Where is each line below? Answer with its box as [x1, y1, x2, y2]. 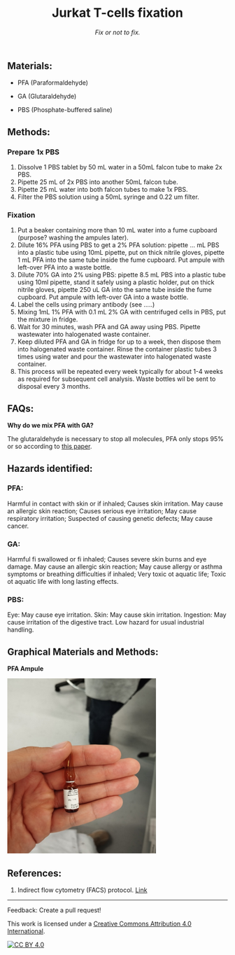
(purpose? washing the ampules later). [17, 233, 129, 242]
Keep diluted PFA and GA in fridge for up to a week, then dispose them [17, 337, 222, 346]
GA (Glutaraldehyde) [17, 92, 77, 101]
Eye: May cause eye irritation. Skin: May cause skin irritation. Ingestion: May [7, 611, 227, 619]
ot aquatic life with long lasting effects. [7, 578, 119, 586]
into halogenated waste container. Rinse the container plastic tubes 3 [17, 345, 217, 354]
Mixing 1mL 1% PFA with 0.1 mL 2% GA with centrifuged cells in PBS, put [17, 308, 226, 316]
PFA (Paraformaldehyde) [17, 78, 89, 87]
